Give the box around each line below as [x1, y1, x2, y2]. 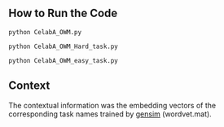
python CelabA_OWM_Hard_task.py [8, 42, 118, 50]
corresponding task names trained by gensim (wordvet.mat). [8, 109, 212, 119]
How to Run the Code [8, 7, 118, 20]
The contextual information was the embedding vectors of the [8, 100, 217, 110]
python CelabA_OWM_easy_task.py [8, 56, 118, 64]
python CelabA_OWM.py [8, 28, 82, 36]
